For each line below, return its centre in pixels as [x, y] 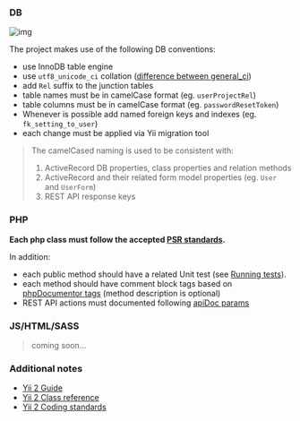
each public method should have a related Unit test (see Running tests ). [154, 274]
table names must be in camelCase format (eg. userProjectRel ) [139, 95]
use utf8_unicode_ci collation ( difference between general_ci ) [137, 76]
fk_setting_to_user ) [60, 124]
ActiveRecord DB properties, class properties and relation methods [168, 168]
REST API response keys [90, 197]
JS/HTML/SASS [44, 326]
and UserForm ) [70, 187]
